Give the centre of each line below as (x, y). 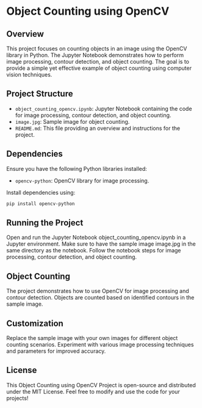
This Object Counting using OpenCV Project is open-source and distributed (101, 385)
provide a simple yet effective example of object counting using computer (99, 68)
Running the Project (45, 223)
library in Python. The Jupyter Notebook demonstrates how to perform (95, 55)
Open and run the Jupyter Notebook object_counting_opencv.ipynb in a (96, 238)
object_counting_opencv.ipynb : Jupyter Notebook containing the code (103, 108)
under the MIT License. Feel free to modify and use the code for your (93, 391)
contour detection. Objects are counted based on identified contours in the (100, 298)
